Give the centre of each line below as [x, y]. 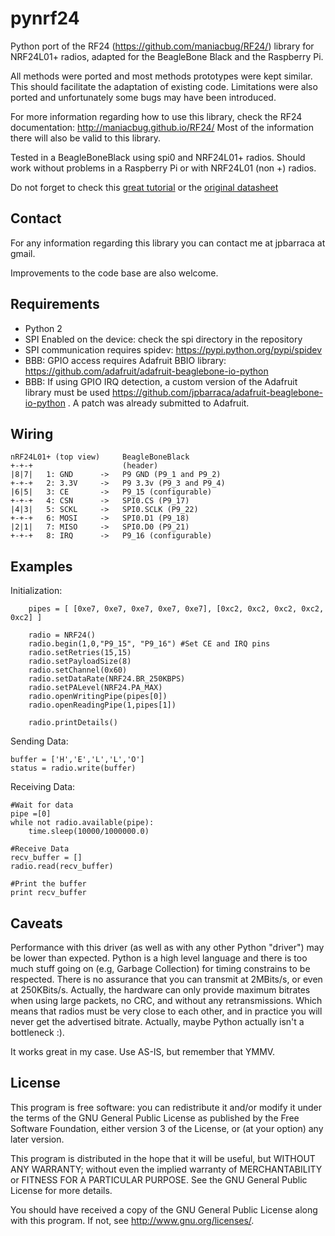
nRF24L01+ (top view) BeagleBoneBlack [100, 457]
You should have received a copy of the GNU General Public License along [164, 1209]
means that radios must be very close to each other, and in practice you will [166, 1011]
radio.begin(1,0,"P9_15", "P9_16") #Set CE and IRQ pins [149, 644]
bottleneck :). [37, 1032]
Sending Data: [39, 741]
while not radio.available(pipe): [82, 823]
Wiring [32, 433]
